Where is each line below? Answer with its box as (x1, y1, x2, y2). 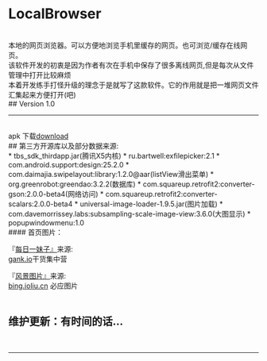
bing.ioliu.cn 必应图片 (8, 281, 78, 290)
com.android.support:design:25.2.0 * (8, 159, 130, 169)
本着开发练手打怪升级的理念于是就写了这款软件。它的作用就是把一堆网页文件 (8, 80, 259, 90)
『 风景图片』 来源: (8, 271, 67, 280)
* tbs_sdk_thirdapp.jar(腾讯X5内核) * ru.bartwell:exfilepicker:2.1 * (8, 151, 220, 160)
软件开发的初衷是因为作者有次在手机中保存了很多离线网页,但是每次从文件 (14, 60, 254, 70)
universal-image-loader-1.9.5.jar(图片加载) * (79, 199, 224, 209)
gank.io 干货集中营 (8, 254, 68, 263)
